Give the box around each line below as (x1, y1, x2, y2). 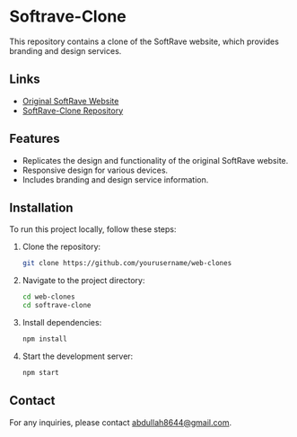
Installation (9, 200, 74, 215)
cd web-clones (22, 292, 75, 302)
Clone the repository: (22, 241, 101, 253)
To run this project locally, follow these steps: (9, 224, 177, 235)
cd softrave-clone (22, 301, 92, 310)
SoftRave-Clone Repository (22, 105, 124, 116)
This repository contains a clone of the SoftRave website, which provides (9, 36, 280, 47)
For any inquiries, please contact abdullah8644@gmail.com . (9, 416, 231, 428)
